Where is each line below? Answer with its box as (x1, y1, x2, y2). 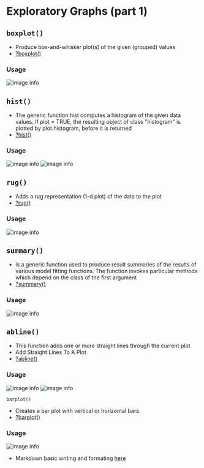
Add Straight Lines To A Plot (15, 349, 87, 356)
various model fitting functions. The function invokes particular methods (15, 268, 198, 275)
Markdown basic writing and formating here (15, 455, 126, 462)
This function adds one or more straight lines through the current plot (15, 342, 191, 350)
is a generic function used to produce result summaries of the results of (15, 261, 197, 268)
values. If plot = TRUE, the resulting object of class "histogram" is (15, 118, 181, 126)
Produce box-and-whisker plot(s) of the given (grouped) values (15, 43, 176, 50)
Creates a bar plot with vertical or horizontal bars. (15, 407, 141, 414)
